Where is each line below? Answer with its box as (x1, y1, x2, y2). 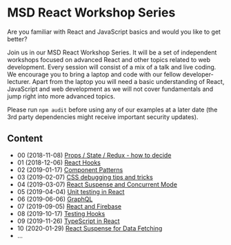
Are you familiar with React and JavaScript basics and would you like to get (7, 28, 221, 36)
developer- (182, 70, 214, 78)
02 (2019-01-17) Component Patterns (17, 165, 123, 173)
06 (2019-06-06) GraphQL (17, 195, 93, 203)
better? (7, 34, 28, 43)
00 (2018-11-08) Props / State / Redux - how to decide (17, 151, 172, 159)
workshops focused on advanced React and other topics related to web (7, 55, 211, 63)
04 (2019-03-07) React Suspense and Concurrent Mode (17, 180, 178, 189)
